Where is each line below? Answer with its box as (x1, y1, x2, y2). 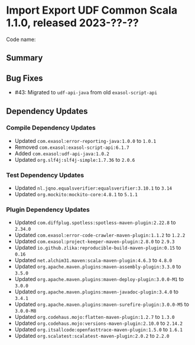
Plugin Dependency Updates (6, 206, 90, 214)
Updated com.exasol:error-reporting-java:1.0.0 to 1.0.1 (14, 137, 157, 144)
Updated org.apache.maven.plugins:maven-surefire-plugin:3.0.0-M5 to (14, 301, 189, 308)
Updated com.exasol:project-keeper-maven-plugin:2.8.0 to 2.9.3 (14, 238, 175, 245)
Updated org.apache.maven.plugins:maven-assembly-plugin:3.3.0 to (14, 263, 181, 270)
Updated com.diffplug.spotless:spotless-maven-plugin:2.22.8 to (14, 219, 176, 226)
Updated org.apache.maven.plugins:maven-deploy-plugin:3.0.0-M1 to (14, 276, 184, 283)
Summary (6, 53, 43, 63)
